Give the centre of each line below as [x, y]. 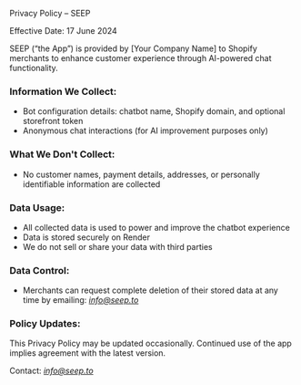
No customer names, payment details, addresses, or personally [141, 174]
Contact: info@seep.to [51, 371]
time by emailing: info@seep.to [80, 300]
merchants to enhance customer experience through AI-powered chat [140, 58]
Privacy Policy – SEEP [50, 13]
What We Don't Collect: [62, 154]
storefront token [53, 121]
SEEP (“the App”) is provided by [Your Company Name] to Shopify [133, 48]
